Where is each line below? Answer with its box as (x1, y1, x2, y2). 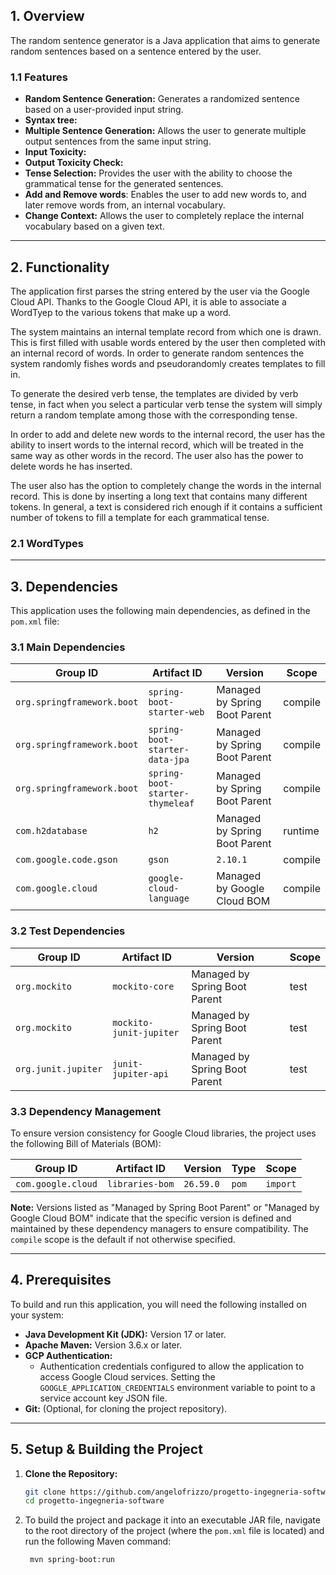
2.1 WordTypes (10, 536, 84, 550)
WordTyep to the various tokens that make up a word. (10, 306, 232, 318)
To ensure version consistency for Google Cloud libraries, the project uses (10, 1127, 317, 1139)
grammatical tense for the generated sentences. (24, 178, 224, 190)
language (148, 893, 190, 904)
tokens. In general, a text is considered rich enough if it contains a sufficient (10, 500, 323, 513)
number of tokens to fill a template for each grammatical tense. (10, 511, 270, 523)
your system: (10, 1309, 65, 1321)
